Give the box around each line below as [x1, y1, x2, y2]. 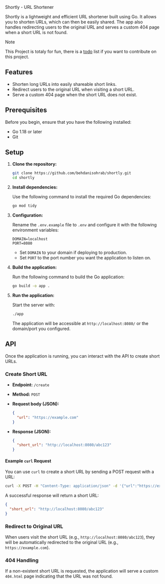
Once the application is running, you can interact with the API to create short [5, 353, 160, 359]
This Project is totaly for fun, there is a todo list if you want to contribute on [5, 49, 157, 54]
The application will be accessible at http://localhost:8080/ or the [12, 320, 149, 326]
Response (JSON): [12, 429, 51, 435]
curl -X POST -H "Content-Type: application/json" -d [5, 483, 118, 489]
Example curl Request [5, 458, 52, 464]
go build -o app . [12, 284, 50, 289]
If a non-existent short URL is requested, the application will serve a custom [5, 568, 159, 574]
